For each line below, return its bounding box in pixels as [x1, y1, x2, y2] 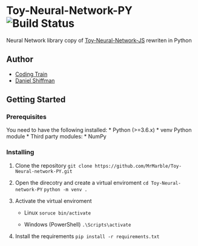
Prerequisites [6, 113, 47, 121]
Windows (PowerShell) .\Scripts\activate [24, 220, 131, 228]
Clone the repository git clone [15, 162, 93, 169]
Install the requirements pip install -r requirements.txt [15, 232, 160, 240]
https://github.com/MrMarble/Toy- [94, 163, 182, 169]
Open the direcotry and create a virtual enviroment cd [15, 179, 149, 186]
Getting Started [6, 95, 66, 105]
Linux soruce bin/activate [24, 209, 91, 216]
